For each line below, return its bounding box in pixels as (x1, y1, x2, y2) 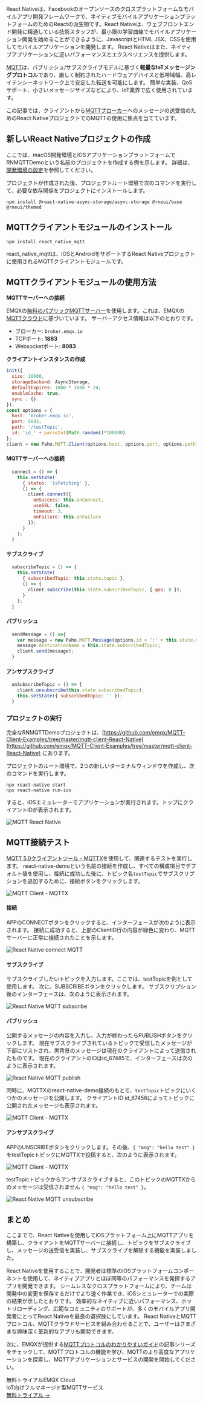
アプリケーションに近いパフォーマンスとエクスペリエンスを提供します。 (11, 51, 190, 58)
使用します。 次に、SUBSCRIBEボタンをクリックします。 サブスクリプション (6, 983, 196, 990)
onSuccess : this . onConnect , (33, 497, 104, 503)
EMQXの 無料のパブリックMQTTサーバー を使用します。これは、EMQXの (6, 307, 185, 314)
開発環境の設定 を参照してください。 (6, 166, 97, 173)
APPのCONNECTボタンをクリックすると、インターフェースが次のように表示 (6, 919, 196, 926)
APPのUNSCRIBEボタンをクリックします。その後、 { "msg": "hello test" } (6, 1143, 195, 1150)
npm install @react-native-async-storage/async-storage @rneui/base (6, 199, 182, 205)
